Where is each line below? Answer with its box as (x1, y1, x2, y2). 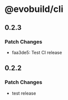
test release (11, 90, 36, 96)
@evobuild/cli (4, 3, 64, 15)
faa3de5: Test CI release (11, 49, 63, 55)
